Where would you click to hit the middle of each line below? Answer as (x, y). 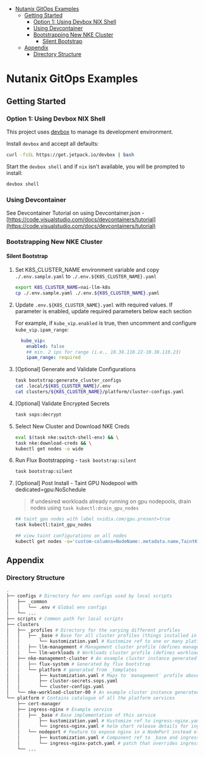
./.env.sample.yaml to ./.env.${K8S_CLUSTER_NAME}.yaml (86, 276)
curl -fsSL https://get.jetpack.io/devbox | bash (70, 155)
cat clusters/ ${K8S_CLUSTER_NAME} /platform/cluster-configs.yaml (99, 392)
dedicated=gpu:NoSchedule (50, 489)
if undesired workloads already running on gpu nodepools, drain (110, 502)
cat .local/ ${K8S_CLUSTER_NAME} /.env (63, 386)
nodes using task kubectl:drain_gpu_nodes (84, 508)
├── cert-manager (39, 703)
